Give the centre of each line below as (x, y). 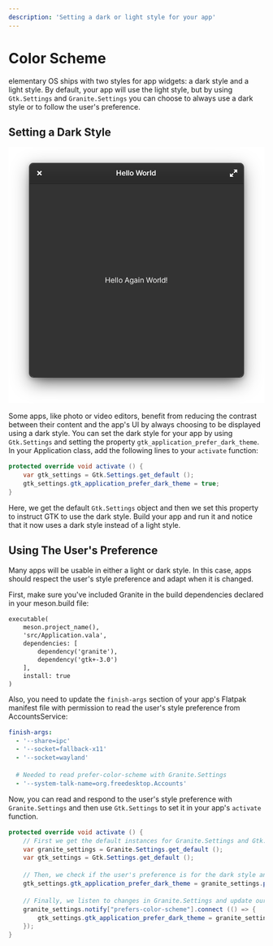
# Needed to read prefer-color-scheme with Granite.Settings (121, 775)
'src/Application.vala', (65, 635)
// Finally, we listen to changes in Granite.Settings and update (138, 901)
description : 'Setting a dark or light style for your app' (113, 17)
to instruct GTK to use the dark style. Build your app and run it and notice (131, 516)
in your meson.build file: (49, 603)
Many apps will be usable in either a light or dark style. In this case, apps (130, 570)
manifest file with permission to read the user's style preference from (124, 707)
